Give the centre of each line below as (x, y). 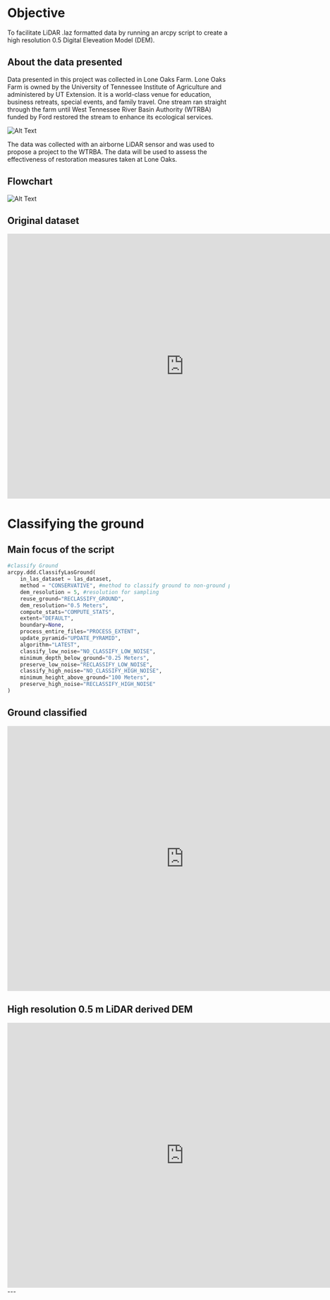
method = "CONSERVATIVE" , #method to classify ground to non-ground (123, 586)
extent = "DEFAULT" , (47, 619)
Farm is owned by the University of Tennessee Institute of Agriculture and (115, 87)
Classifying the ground (76, 524)
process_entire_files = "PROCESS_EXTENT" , (80, 632)
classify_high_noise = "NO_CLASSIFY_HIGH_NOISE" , (91, 671)
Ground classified (47, 713)
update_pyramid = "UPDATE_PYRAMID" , (71, 638)
